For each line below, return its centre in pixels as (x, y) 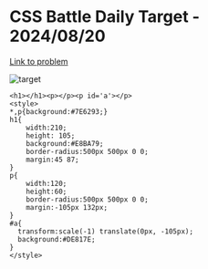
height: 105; (51, 135)
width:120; (47, 183)
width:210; (47, 128)
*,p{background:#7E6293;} (58, 111)
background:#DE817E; (57, 239)
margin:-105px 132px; (67, 207)
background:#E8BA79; (65, 143)
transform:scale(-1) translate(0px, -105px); (106, 231)
